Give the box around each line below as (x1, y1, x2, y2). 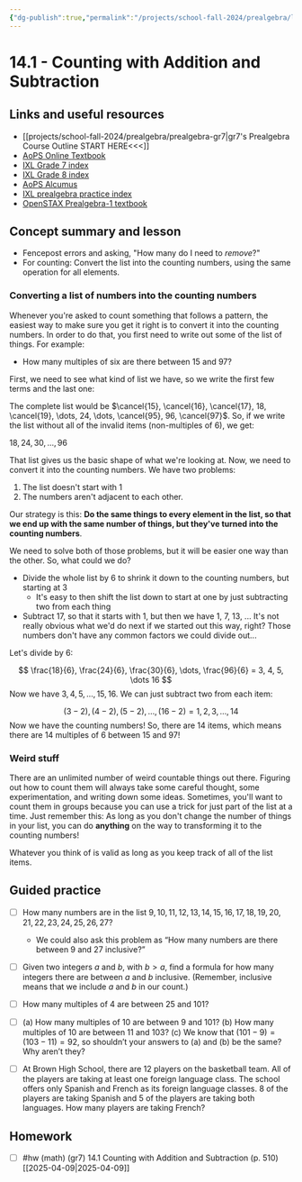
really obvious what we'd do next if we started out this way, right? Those (22, 620, 291, 631)
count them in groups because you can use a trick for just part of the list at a (9, 801, 293, 812)
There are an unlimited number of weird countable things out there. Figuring (9, 772, 290, 784)
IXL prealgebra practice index (22, 188, 133, 199)
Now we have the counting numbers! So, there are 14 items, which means (9, 720, 282, 731)
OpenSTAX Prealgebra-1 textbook (22, 197, 148, 208)
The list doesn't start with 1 (22, 481, 123, 492)
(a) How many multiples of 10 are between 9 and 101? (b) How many (22, 1017, 274, 1028)
